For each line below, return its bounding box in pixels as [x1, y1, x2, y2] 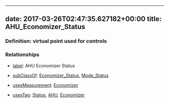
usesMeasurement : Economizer [12, 82, 79, 88]
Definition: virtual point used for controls [5, 38, 107, 45]
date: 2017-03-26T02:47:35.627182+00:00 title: [5, 15, 162, 23]
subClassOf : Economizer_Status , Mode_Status [12, 72, 109, 78]
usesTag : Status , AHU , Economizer [12, 91, 85, 98]
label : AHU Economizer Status [12, 62, 75, 68]
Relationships [5, 51, 40, 58]
